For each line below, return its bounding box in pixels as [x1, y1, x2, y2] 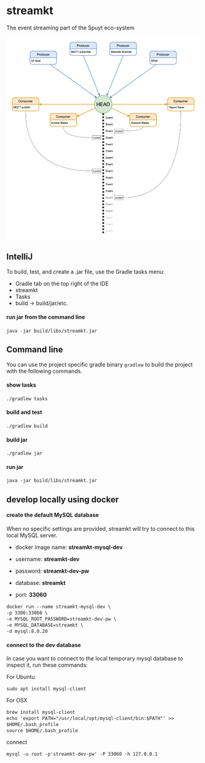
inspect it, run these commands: [6, 661, 88, 669]
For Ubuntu [6, 673, 35, 681]
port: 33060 [15, 591, 47, 598]
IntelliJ [6, 252, 33, 262]
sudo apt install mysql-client [6, 686, 87, 692]
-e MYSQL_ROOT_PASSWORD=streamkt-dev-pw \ [6, 616, 117, 622]
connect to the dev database [6, 641, 81, 648]
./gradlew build [6, 423, 48, 430]
